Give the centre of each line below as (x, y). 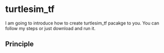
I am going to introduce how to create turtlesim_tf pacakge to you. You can (82, 23)
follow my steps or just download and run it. (50, 28)
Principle (20, 44)
